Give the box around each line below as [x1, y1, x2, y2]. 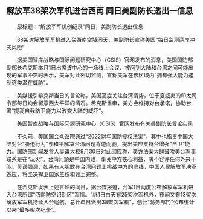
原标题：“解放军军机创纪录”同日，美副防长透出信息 [16, 23, 144, 30]
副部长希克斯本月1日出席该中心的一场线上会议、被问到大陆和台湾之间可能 [6, 64, 188, 71]
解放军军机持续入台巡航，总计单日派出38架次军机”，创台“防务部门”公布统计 [6, 198, 195, 206]
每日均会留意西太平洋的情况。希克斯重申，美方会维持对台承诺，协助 [16, 99, 186, 106]
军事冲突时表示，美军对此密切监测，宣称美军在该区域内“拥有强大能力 [16, 71, 189, 79]
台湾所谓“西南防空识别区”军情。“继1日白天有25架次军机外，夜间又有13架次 [11, 191, 197, 198]
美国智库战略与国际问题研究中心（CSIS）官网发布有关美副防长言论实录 [16, 120, 193, 127]
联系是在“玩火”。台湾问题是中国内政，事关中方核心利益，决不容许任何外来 [6, 155, 192, 162]
